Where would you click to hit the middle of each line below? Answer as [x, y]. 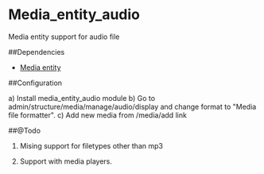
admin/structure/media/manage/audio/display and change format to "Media [132, 106]
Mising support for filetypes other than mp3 [91, 145]
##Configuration [35, 83]
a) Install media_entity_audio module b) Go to [82, 98]
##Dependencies [37, 52]
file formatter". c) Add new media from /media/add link [97, 115]
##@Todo [25, 130]
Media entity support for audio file [64, 37]
